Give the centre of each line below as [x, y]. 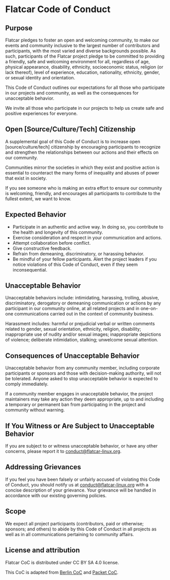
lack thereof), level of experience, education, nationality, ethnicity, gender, [83, 72]
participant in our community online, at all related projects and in [72, 308]
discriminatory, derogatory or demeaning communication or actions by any [83, 303]
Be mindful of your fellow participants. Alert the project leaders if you [84, 259]
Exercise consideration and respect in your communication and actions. [87, 237]
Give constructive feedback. [42, 248]
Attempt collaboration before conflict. [52, 243]
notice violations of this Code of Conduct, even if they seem [75, 264]
